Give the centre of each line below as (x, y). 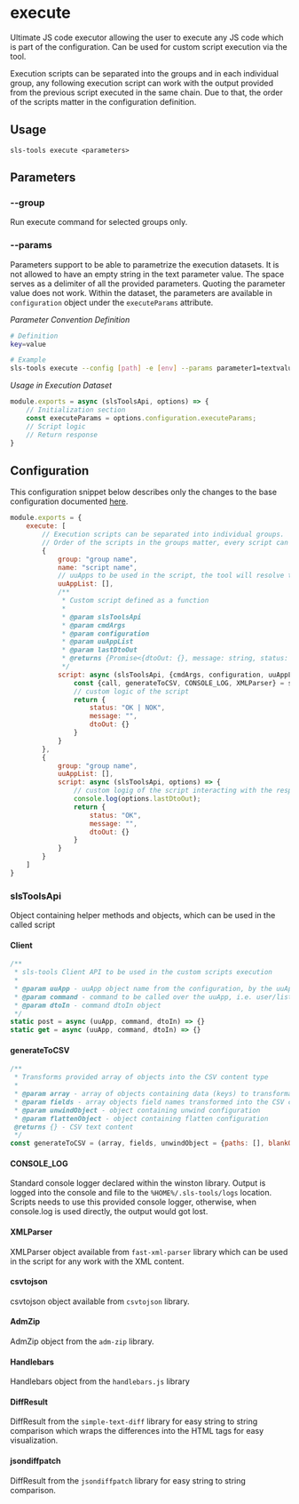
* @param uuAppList (98, 642)
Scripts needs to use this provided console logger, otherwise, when (133, 1202)
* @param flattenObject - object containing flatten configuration (141, 1118)
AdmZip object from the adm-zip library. (82, 1341)
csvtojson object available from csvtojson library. (100, 1301)
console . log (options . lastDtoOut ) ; (137, 799)
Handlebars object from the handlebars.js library (100, 1381)
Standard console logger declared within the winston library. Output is (138, 1183)
